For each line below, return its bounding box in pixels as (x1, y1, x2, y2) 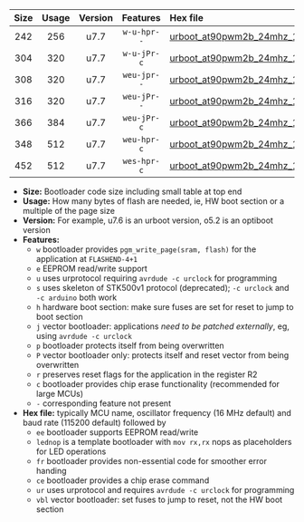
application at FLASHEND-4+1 (35, 254, 138, 264)
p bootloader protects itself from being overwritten (35, 340, 224, 351)
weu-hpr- (122, 135, 160, 144)
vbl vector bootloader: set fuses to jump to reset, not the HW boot (35, 494, 283, 505)
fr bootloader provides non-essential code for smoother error (35, 456, 267, 466)
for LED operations (35, 446, 107, 457)
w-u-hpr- (122, 27, 160, 37)
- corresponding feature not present (35, 398, 172, 409)
